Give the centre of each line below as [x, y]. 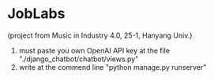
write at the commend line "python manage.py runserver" [113, 67]
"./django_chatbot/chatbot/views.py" [79, 59]
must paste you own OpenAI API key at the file [94, 50]
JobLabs [36, 14]
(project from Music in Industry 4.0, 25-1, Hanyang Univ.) [100, 35]
